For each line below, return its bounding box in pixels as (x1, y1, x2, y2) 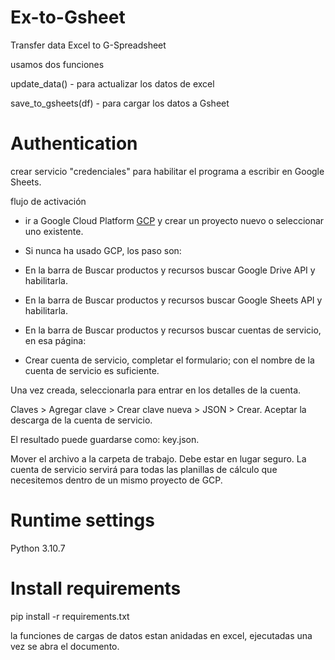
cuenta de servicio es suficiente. (24, 364, 160, 376)
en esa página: (24, 334, 87, 346)
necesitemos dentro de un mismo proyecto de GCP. (10, 474, 223, 486)
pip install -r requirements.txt (10, 610, 130, 622)
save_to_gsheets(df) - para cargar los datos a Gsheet (10, 97, 230, 109)
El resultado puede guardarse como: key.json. (10, 433, 200, 445)
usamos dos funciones (10, 58, 105, 70)
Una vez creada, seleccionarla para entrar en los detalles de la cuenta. (10, 384, 302, 396)
